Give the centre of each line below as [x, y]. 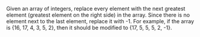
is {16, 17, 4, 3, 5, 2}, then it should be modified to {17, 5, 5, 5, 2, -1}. [89, 27]
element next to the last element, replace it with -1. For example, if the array [100, 21]
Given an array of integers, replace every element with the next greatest [96, 9]
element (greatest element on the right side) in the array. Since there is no [98, 15]
